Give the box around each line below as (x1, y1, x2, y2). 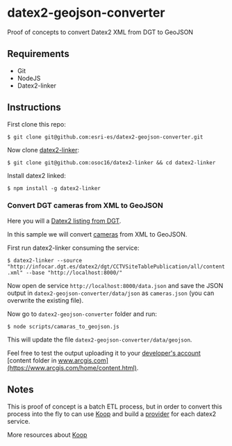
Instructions (7, 102, 61, 113)
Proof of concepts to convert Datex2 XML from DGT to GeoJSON (7, 28, 193, 36)
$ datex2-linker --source (7, 257, 82, 264)
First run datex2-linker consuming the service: (7, 244, 140, 252)
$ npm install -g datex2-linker (7, 184, 101, 192)
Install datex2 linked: (7, 171, 66, 180)
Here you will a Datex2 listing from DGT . (7, 216, 122, 225)
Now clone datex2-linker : (7, 145, 80, 154)
